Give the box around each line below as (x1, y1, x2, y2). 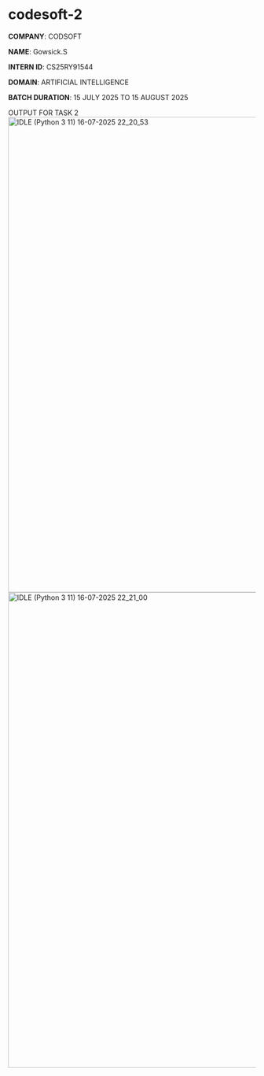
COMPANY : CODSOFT (8, 32, 82, 41)
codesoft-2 (8, 6, 82, 24)
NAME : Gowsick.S (8, 47, 68, 56)
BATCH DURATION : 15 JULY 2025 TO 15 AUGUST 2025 (8, 92, 189, 102)
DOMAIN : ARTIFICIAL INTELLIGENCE (8, 77, 130, 87)
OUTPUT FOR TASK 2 (8, 108, 79, 117)
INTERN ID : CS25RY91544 (8, 61, 93, 72)
